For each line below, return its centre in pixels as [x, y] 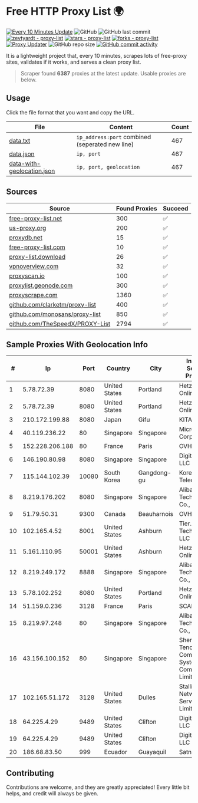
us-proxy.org [28, 228]
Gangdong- [155, 473]
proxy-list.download [37, 256]
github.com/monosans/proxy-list [55, 314]
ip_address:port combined [114, 137]
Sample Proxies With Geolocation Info [77, 345]
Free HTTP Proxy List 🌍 [65, 11]
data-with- [25, 163]
